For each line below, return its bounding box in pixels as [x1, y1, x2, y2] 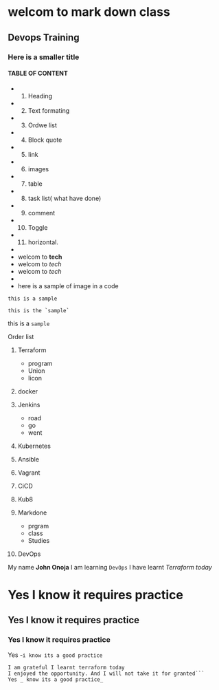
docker [17, 387, 38, 396]
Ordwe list [27, 121, 57, 129]
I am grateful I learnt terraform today [8, 664, 126, 671]
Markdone [17, 508, 47, 517]
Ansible [17, 455, 40, 463]
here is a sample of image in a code [17, 281, 119, 290]
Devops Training [8, 32, 80, 43]
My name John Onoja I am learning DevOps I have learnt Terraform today [8, 563, 212, 571]
